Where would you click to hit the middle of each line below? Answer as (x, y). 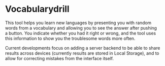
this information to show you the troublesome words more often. (70, 38)
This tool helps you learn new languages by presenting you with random (78, 23)
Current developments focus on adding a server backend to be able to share (83, 48)
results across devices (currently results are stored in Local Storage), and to (82, 53)
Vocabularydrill (37, 9)
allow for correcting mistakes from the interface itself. (60, 58)
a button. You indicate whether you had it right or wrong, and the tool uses (81, 33)
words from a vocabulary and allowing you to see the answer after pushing (81, 28)
